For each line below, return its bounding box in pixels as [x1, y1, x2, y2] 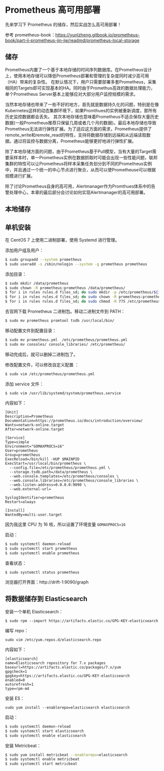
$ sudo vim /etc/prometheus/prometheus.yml [5, 372, 95, 376]
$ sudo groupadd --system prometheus [5, 257, 82, 262]
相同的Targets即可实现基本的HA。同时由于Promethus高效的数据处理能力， [5, 85, 155, 91]
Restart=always [5, 500, 36, 504]
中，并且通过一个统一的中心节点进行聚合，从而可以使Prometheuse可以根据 [5, 167, 156, 172]
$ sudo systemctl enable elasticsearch [5, 733, 86, 738]
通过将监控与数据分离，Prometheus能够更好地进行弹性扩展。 [13, 138, 137, 144]
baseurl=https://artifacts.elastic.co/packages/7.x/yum [5, 665, 121, 669]
